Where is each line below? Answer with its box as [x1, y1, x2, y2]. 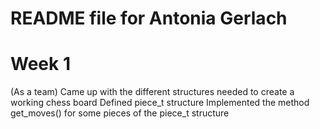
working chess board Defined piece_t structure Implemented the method [10, 97, 310, 109]
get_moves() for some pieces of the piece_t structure [10, 107, 230, 119]
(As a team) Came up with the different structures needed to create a [10, 86, 295, 98]
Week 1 [10, 53, 71, 76]
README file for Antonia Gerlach [10, 7, 288, 30]
